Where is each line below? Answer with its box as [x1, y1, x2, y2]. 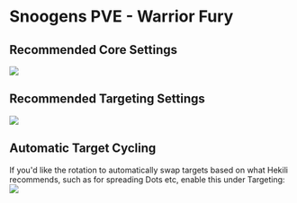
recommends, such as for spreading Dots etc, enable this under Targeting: [9, 173, 285, 185]
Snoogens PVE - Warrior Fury [9, 6, 234, 27]
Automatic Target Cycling [9, 141, 157, 156]
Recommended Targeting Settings [9, 92, 205, 107]
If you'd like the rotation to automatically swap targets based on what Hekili [9, 164, 288, 175]
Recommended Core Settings [9, 42, 178, 57]
